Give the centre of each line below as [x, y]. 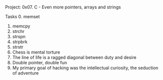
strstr [18, 47]
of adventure [25, 73]
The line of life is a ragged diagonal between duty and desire [74, 57]
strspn [19, 37]
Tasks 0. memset [23, 16]
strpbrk [20, 42]
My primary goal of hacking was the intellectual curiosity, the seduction [85, 68]
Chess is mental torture [36, 52]
